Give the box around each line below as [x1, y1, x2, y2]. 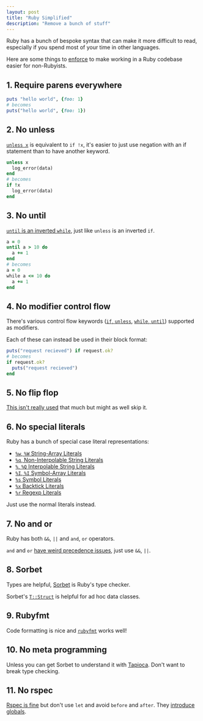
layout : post [6, 9, 40, 15]
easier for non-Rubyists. [6, 62, 67, 69]
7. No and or [6, 519, 53, 529]
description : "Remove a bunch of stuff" [6, 20, 111, 26]
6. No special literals [6, 422, 86, 432]
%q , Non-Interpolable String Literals [15, 457, 104, 464]
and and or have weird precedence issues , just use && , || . [6, 547, 151, 554]
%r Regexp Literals [15, 489, 62, 496]
